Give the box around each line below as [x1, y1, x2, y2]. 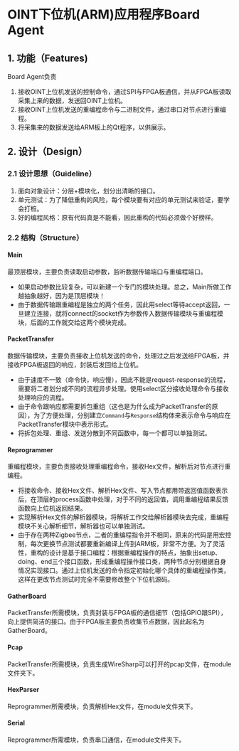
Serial [7, 719, 25, 728]
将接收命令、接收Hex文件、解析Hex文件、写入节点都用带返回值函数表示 [17, 486, 228, 495]
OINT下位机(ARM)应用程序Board [7, 6, 201, 23]
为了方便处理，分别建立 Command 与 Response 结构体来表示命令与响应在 [33, 411, 231, 420]
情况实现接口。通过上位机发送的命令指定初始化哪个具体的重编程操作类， [17, 566, 230, 575]
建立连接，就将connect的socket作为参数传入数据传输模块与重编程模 [23, 309, 224, 317]
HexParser [7, 686, 40, 694]
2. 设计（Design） [7, 146, 88, 158]
